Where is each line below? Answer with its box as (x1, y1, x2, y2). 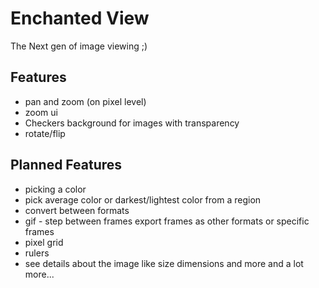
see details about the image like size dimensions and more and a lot (24, 257, 304, 269)
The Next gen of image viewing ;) (10, 40, 148, 52)
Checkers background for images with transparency (24, 117, 240, 129)
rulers (24, 247, 50, 259)
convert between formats (24, 204, 130, 216)
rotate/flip (24, 127, 66, 139)
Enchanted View (10, 7, 150, 30)
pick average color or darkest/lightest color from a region (24, 193, 262, 206)
